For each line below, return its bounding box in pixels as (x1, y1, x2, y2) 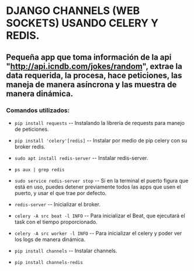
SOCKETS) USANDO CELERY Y (6, 16, 159, 30)
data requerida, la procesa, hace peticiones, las (6, 70, 182, 80)
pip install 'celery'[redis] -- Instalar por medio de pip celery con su (14, 137, 188, 144)
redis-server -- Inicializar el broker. (14, 200, 101, 208)
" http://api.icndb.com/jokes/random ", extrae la (6, 61, 182, 71)
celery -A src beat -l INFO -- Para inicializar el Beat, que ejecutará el (14, 212, 185, 219)
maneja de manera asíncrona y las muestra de (6, 79, 177, 89)
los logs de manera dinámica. (14, 235, 86, 243)
